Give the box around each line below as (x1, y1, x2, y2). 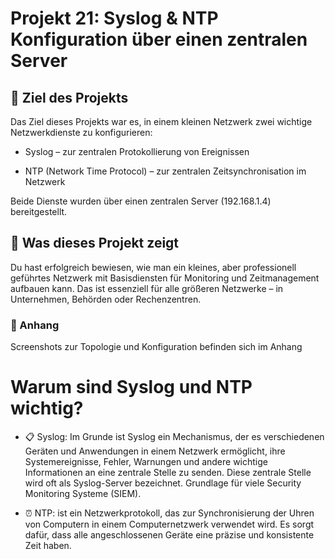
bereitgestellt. (10, 206, 68, 217)
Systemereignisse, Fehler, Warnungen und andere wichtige (24, 456, 269, 468)
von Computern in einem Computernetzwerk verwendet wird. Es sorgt (24, 518, 315, 531)
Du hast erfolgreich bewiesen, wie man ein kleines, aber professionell (10, 261, 297, 273)
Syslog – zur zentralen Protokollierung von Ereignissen (24, 146, 250, 157)
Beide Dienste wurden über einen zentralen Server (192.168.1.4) (10, 195, 272, 207)
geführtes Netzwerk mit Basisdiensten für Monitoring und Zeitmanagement (10, 272, 320, 284)
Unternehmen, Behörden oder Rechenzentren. (10, 293, 202, 305)
